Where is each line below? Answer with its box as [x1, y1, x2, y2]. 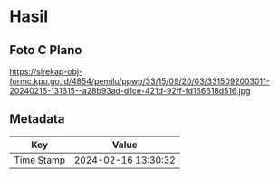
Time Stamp [14, 154, 66, 166]
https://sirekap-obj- [9, 66, 83, 77]
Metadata [9, 111, 65, 127]
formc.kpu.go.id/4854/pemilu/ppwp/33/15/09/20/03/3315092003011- [9, 76, 270, 87]
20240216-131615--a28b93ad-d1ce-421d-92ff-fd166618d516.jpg [9, 86, 251, 96]
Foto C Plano [9, 42, 82, 58]
